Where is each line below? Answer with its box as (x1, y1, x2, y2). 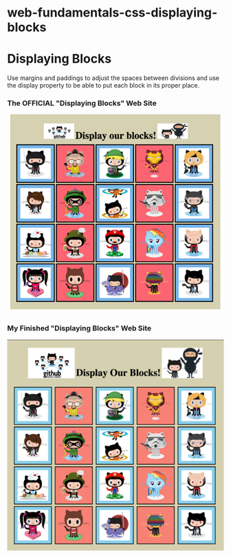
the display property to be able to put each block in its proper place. (7, 81, 200, 90)
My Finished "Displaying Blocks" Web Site (7, 323, 152, 333)
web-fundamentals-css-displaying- (7, 5, 218, 21)
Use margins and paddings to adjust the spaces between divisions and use (7, 74, 220, 82)
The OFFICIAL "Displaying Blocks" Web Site (7, 99, 157, 108)
